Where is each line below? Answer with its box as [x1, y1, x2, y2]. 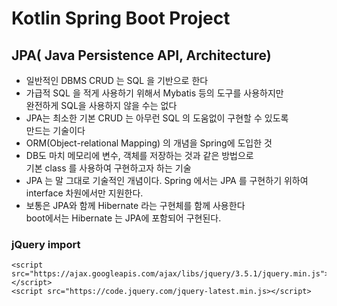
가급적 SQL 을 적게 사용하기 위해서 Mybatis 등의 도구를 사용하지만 [25, 87, 284, 99]
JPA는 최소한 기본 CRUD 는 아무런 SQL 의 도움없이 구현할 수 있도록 [25, 112, 289, 124]
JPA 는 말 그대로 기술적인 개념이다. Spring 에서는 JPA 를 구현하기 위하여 [25, 175, 309, 186]
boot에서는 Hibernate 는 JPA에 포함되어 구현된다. [25, 212, 222, 224]
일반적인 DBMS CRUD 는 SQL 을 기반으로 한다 [25, 75, 209, 86]
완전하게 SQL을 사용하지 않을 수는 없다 [25, 100, 178, 111]
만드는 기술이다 [25, 125, 86, 136]
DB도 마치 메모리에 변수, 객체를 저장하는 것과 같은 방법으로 [25, 150, 254, 161]
